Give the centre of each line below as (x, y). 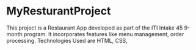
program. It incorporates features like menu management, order (104, 34)
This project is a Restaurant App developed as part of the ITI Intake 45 (95, 28)
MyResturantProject (59, 11)
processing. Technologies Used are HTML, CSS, (67, 40)
